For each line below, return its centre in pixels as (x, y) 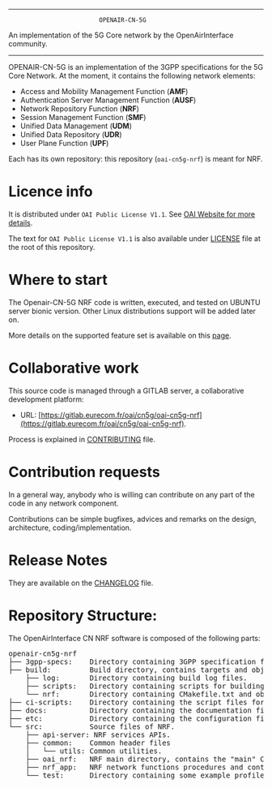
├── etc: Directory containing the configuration (130, 718)
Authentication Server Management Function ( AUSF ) (108, 100)
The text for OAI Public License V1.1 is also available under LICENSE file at (135, 238)
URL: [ (31, 415)
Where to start (58, 280)
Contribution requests (84, 472)
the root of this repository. (52, 247)
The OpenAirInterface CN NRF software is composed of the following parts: (134, 638)
